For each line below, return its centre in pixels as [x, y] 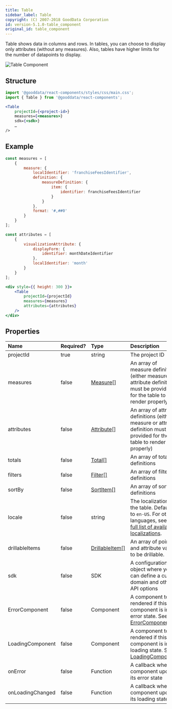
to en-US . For [145, 514]
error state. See [149, 616]
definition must [148, 429]
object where [146, 569]
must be [140, 388]
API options [144, 588]
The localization [149, 501]
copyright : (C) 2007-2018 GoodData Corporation [57, 20]
